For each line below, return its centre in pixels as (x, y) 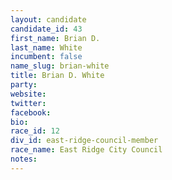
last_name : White (46, 47)
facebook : (31, 112)
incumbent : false (46, 57)
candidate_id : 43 (46, 29)
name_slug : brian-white (60, 66)
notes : (24, 159)
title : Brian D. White (57, 76)
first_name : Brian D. (55, 38)
